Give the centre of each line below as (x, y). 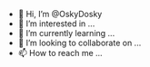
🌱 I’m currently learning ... (66, 33)
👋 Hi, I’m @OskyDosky (60, 14)
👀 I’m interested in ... (56, 24)
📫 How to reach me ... (60, 53)
